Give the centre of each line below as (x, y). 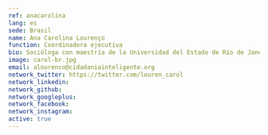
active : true (30, 119)
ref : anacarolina (37, 15)
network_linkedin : (39, 82)
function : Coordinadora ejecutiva (66, 45)
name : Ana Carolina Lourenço (57, 38)
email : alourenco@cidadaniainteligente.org (82, 67)
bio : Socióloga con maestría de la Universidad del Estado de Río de (126, 52)
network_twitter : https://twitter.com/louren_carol (96, 75)
